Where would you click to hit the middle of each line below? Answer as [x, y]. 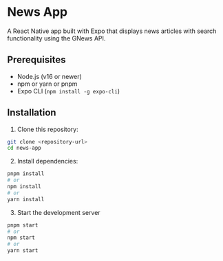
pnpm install [26, 174]
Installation [32, 113]
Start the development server [59, 212]
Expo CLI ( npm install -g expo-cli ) [68, 91]
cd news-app [24, 148]
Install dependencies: [47, 161]
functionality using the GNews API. [56, 38]
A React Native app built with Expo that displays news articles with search [112, 31]
